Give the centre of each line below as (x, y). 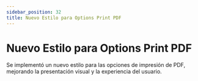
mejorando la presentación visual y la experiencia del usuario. (84, 72)
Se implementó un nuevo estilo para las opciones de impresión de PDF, (96, 65)
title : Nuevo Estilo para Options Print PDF (64, 18)
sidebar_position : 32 (34, 12)
